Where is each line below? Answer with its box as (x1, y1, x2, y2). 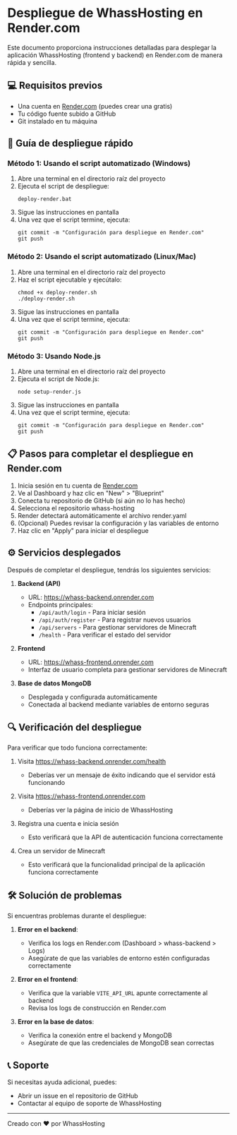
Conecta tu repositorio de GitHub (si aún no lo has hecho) (17, 496, 186, 505)
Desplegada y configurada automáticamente (28, 692, 157, 701)
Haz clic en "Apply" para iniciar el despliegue (17, 526, 150, 534)
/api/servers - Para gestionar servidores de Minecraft (38, 623, 197, 631)
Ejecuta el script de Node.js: (17, 375, 100, 383)
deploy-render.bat (17, 196, 72, 203)
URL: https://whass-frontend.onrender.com (28, 658, 154, 666)
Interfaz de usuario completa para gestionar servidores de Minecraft (28, 665, 227, 673)
